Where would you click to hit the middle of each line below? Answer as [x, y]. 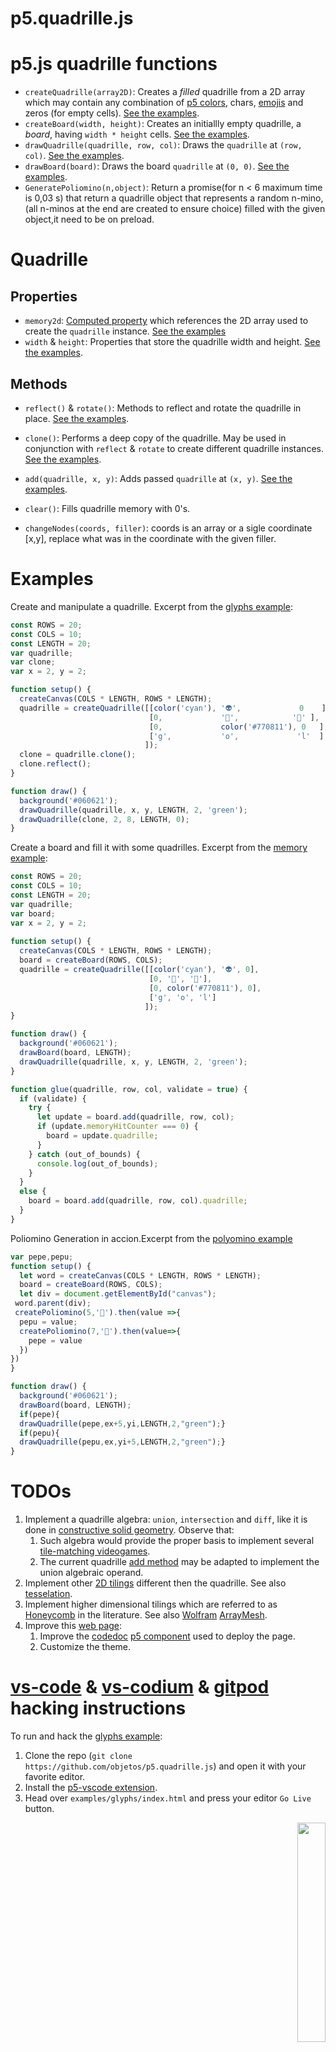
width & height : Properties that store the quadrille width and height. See [172, 342]
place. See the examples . [77, 418]
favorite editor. [55, 1776]
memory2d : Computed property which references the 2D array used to [166, 321]
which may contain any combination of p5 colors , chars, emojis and [164, 103]
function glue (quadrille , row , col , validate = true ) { [129, 1089]
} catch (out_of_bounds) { [84, 1154]
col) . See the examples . [74, 156]
